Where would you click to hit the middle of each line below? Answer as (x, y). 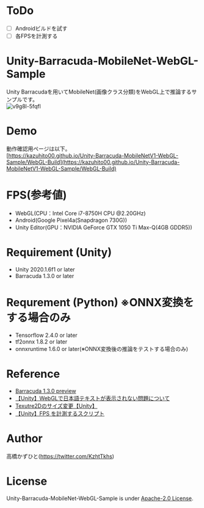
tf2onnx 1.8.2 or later (41, 341)
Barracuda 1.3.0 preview (46, 391)
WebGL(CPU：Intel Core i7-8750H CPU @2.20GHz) (80, 213)
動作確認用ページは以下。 (38, 149)
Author (24, 438)
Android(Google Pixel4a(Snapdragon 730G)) (71, 220)
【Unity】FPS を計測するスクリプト (60, 413)
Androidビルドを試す (41, 28)
